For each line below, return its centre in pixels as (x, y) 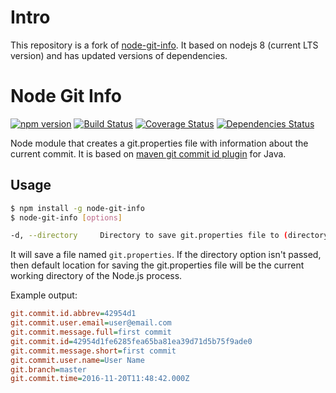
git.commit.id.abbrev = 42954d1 (73, 314)
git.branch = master (48, 369)
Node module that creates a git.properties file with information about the (159, 143)
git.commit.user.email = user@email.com (91, 323)
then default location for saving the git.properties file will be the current (157, 265)
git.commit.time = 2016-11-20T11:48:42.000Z (100, 379)
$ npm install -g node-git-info (77, 208)
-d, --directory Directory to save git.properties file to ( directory (169, 236)
